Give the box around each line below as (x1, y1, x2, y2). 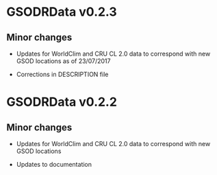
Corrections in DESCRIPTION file (16, 70, 109, 78)
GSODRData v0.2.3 (6, 4, 117, 20)
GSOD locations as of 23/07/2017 (16, 57, 111, 65)
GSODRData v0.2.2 (6, 94, 118, 110)
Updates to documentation (16, 161, 92, 168)
